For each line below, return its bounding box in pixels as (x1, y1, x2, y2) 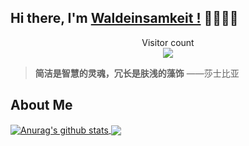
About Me (10, 97, 73, 114)
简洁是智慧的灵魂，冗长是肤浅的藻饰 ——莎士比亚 (34, 67, 240, 79)
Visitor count (141, 36, 195, 48)
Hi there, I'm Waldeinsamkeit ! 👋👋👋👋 (10, 10, 239, 27)
